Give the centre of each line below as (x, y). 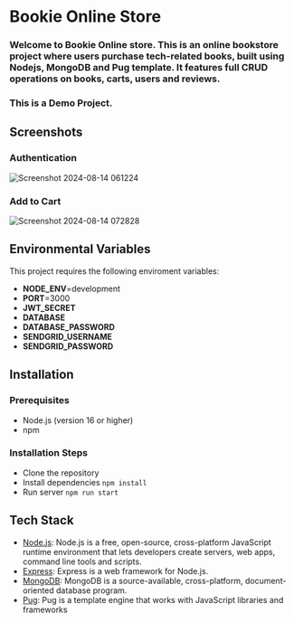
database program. (91, 590)
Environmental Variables (80, 249)
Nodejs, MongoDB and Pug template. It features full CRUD (139, 68)
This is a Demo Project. (61, 103)
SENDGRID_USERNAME (67, 336)
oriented (38, 590)
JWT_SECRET (49, 307)
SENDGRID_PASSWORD (68, 346)
